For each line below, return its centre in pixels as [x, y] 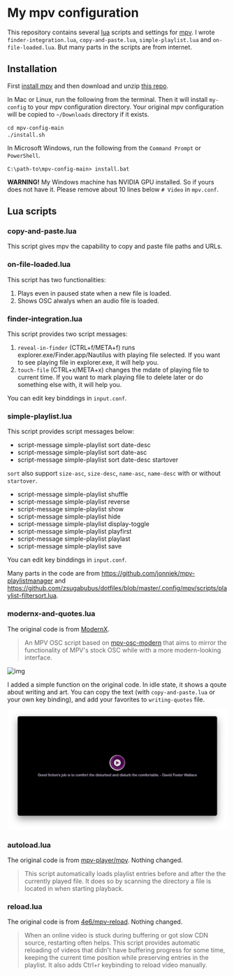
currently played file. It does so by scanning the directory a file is [118, 881]
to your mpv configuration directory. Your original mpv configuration [126, 107]
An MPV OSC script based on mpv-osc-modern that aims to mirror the [125, 642]
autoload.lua [29, 845]
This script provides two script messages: [67, 334]
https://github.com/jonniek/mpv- [148, 574]
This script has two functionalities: [57, 279]
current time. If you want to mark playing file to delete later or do [110, 377]
